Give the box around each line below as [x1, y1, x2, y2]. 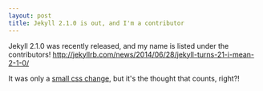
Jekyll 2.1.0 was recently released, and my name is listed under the [8, 41, 229, 50]
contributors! [8, 49, 51, 59]
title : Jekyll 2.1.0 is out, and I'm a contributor [8, 19, 184, 27]
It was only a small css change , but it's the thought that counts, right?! [8, 73, 241, 83]
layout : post [8, 11, 52, 20]
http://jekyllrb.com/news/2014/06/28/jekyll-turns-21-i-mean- [52, 49, 255, 59]
